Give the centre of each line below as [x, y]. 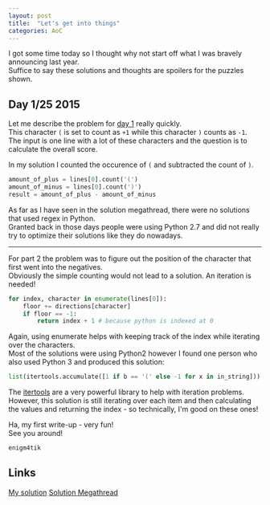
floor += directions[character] [77, 306]
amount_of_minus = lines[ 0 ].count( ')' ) [75, 187]
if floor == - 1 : [50, 314]
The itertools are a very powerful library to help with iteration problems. [127, 392]
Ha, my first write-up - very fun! [61, 425]
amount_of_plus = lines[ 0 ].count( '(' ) [73, 180]
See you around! [35, 434]
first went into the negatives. [55, 267]
